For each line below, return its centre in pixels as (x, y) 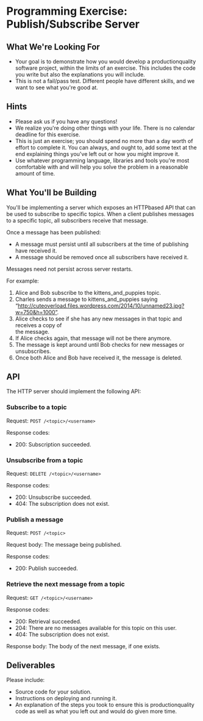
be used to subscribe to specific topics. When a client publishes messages (100, 214)
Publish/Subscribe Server (73, 24)
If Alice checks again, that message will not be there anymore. (93, 338)
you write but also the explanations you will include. (80, 74)
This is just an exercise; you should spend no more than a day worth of (104, 141)
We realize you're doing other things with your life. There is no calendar (105, 128)
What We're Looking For (53, 47)
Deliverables (31, 666)
